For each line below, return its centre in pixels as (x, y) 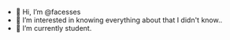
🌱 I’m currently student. (54, 28)
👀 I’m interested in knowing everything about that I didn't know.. (119, 20)
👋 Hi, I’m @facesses (48, 12)
